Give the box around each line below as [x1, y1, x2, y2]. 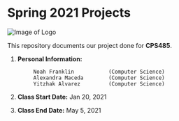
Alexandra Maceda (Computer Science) [33, 74, 166, 81]
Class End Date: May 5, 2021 [17, 106, 101, 114]
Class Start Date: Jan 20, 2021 [17, 92, 107, 101]
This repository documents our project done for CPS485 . [7, 41, 173, 49]
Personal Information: [17, 54, 83, 63]
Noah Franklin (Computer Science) [33, 68, 166, 75]
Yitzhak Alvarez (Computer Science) [33, 80, 166, 88]
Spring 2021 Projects [7, 5, 131, 21]
